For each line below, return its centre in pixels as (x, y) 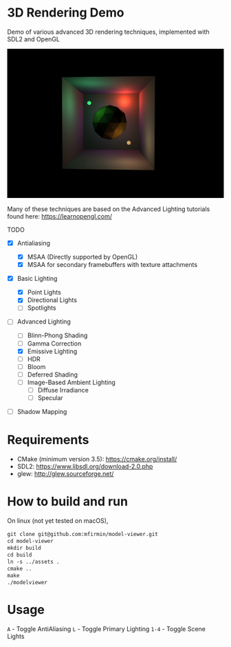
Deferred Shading (52, 375)
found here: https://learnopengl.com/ (59, 216)
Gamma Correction (54, 344)
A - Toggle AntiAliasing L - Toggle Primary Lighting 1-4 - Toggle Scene (107, 628)
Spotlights (42, 308)
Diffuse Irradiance (63, 390)
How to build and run (68, 502)
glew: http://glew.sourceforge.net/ (65, 474)
